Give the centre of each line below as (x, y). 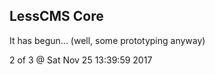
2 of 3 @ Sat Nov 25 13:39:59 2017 (81, 60)
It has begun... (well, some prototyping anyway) (107, 40)
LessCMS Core (56, 16)
